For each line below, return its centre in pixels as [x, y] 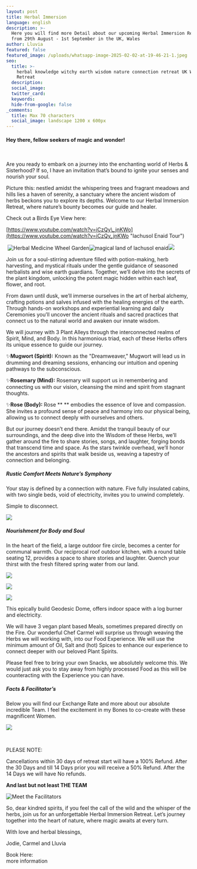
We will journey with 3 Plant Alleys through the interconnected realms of [93, 332]
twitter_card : [28, 94]
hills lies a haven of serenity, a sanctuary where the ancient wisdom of [91, 194]
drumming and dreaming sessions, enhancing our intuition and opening [92, 363]
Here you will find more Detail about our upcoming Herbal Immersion [98, 34]
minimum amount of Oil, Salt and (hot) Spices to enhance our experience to [97, 645]
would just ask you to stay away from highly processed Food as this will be [96, 669]
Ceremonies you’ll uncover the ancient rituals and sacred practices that [92, 315]
